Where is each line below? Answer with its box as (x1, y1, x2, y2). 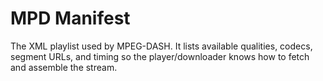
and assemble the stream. (10, 61, 118, 73)
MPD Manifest (10, 7, 131, 30)
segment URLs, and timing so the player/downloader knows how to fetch (10, 50, 310, 62)
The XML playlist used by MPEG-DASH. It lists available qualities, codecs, (10, 40, 313, 52)
